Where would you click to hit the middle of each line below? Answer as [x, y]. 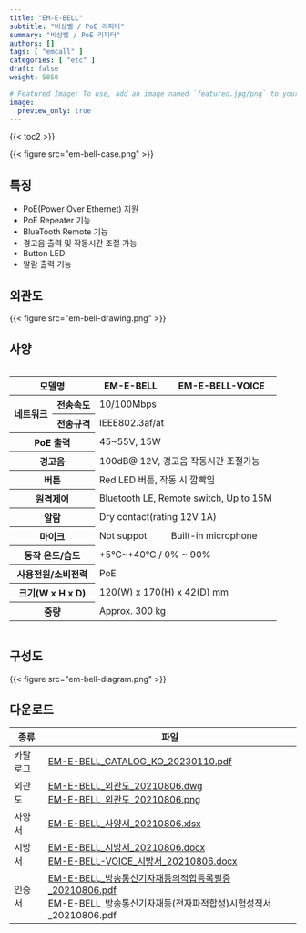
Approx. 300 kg [133, 610]
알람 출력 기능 [47, 264]
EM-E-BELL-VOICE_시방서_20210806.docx [143, 861]
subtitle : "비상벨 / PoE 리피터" [67, 26]
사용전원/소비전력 [52, 574]
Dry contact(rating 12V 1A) [158, 516]
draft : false [34, 69]
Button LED [44, 254]
